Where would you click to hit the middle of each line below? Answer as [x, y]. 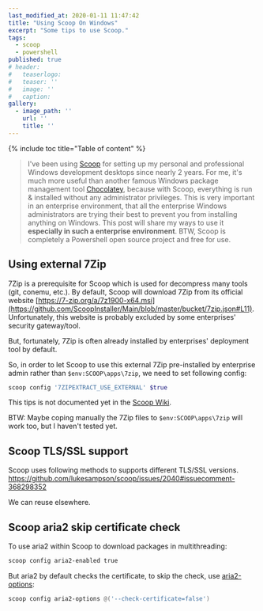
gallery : [23, 104]
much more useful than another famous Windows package [123, 180]
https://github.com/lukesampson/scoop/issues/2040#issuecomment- [122, 479]
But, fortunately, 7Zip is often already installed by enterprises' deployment [129, 340]
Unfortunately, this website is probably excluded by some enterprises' [122, 317]
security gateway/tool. [44, 325]
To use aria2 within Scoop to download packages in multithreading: [118, 546]
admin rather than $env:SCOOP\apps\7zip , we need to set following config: [128, 373]
